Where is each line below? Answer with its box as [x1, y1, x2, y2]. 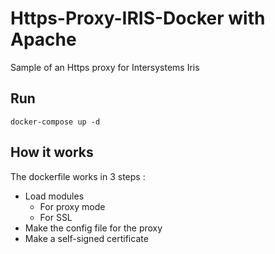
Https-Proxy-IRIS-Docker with [10, 7, 266, 30]
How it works [10, 144, 94, 161]
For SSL [39, 211, 73, 223]
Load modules [24, 190, 85, 202]
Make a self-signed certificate [24, 232, 149, 244]
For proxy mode [39, 200, 106, 212]
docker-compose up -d [10, 117, 101, 127]
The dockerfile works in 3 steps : [10, 170, 146, 182]
